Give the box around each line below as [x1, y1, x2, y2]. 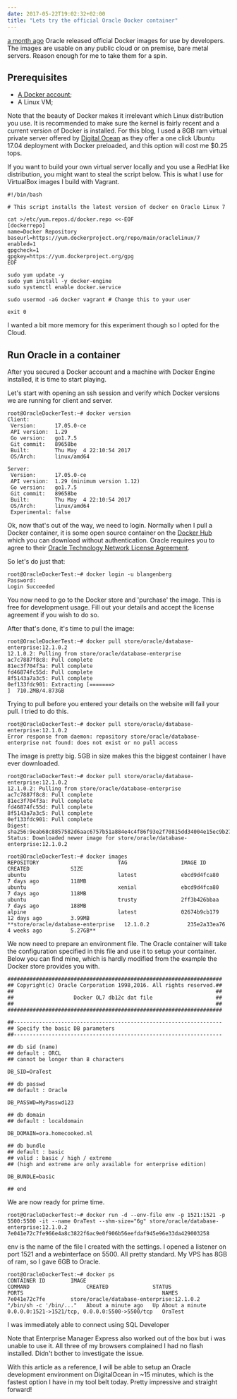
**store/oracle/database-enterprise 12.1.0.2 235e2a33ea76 [7, 921, 226, 928]
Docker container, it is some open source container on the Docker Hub [7, 528, 213, 537]
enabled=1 [7, 241, 37, 248]
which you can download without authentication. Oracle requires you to [7, 536, 215, 545]
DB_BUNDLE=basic [7, 1173, 55, 1180]
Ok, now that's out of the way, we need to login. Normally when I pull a [7, 521, 213, 530]
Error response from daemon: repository [7, 733, 128, 741]
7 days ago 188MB [7, 902, 87, 910]
